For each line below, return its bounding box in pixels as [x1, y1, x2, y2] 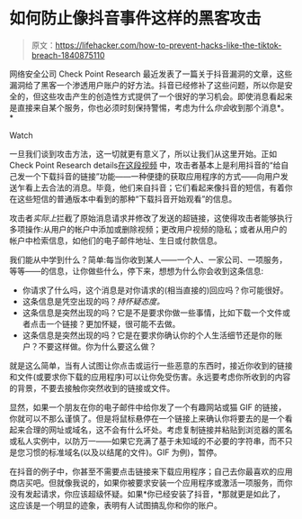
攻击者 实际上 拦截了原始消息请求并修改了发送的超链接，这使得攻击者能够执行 [9, 213, 293, 223]
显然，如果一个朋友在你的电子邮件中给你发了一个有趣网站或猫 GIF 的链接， [9, 402, 287, 413]
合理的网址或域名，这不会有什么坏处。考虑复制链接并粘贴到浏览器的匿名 [24, 424, 293, 435]
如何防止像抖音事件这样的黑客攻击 [9, 8, 262, 29]
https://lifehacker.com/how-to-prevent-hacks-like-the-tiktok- [55, 40, 282, 50]
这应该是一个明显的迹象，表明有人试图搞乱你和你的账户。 [9, 499, 222, 510]
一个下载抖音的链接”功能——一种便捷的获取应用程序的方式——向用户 [24, 170, 281, 181]
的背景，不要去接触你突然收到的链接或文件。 [9, 382, 175, 393]
